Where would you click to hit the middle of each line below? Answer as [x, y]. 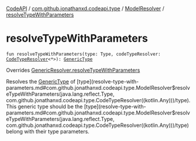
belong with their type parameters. [48, 131]
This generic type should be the [44, 106]
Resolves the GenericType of [41, 81]
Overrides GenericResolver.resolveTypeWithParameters [73, 70]
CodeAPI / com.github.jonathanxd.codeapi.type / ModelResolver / [85, 9]
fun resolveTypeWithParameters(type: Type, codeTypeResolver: [83, 54]
